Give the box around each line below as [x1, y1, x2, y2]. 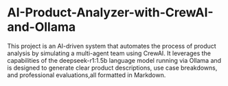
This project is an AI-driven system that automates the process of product [7, 42, 216, 50]
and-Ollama [7, 19, 76, 35]
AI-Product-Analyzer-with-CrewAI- [7, 5, 214, 20]
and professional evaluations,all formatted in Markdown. [7, 70, 166, 79]
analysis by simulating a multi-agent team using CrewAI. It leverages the [7, 49, 212, 57]
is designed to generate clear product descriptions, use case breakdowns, [7, 63, 218, 72]
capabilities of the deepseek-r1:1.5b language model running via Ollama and [7, 56, 222, 64]
